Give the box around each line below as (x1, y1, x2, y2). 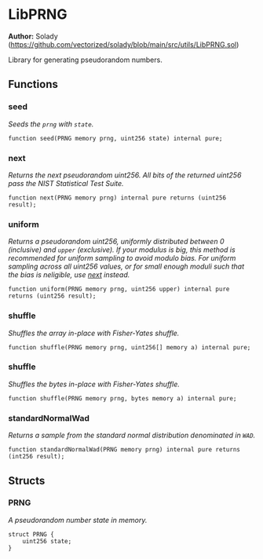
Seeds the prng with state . (8, 119, 94, 129)
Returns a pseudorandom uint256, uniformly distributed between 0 (8, 237, 225, 247)
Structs (8, 473, 46, 488)
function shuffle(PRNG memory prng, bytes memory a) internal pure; (8, 394, 237, 402)
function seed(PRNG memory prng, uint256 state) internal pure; (8, 134, 223, 142)
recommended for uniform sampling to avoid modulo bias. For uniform (8, 254, 236, 263)
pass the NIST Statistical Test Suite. (8, 178, 124, 188)
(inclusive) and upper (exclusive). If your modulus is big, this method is (8, 245, 236, 254)
